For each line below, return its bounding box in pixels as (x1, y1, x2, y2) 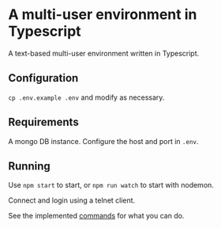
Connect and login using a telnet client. (8, 196, 136, 205)
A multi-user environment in (8, 6, 197, 24)
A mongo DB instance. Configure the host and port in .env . (8, 136, 199, 146)
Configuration (8, 71, 79, 85)
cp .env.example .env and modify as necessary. (8, 93, 165, 102)
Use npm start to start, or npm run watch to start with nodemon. (8, 180, 215, 190)
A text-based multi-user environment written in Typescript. (8, 48, 200, 58)
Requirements (8, 116, 79, 129)
